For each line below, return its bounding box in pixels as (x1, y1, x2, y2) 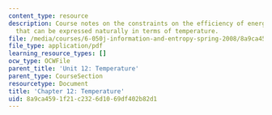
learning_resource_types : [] (8, 49, 107, 57)
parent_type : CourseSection (8, 72, 104, 80)
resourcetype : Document (8, 79, 89, 87)
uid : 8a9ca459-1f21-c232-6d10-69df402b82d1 (8, 95, 158, 103)
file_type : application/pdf (8, 42, 104, 50)
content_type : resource (8, 11, 89, 20)
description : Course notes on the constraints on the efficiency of (8, 19, 244, 28)
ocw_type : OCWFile (8, 57, 70, 66)
